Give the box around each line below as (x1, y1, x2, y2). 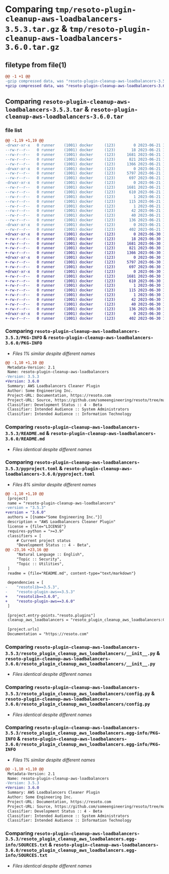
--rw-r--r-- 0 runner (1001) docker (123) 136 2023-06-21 (5, 218, 161, 223)
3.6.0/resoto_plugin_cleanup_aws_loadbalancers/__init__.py (5, 661, 156, 667)
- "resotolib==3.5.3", (5, 585, 59, 590)
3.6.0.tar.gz (5, 43, 59, 52)
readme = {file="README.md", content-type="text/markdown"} (7, 571, 136, 576)
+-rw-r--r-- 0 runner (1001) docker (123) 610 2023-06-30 (5, 278, 161, 284)
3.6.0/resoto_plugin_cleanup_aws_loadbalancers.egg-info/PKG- (5, 742, 161, 747)
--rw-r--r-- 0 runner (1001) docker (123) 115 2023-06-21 (5, 199, 161, 204)
